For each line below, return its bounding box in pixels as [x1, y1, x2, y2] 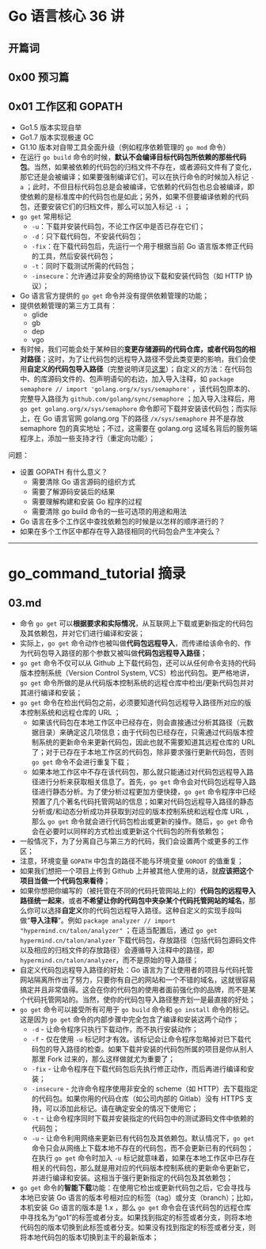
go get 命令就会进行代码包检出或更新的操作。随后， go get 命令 [47, 817, 254, 826]
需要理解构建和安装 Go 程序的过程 [31, 497, 142, 506]
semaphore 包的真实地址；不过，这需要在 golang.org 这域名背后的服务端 [19, 423, 257, 432]
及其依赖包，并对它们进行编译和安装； [19, 628, 145, 638]
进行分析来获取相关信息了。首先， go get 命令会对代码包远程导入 [38, 777, 249, 786]
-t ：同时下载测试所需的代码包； [31, 261, 136, 270]
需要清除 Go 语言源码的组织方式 [31, 477, 136, 486]
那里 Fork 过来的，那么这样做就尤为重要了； [31, 1054, 176, 1064]
